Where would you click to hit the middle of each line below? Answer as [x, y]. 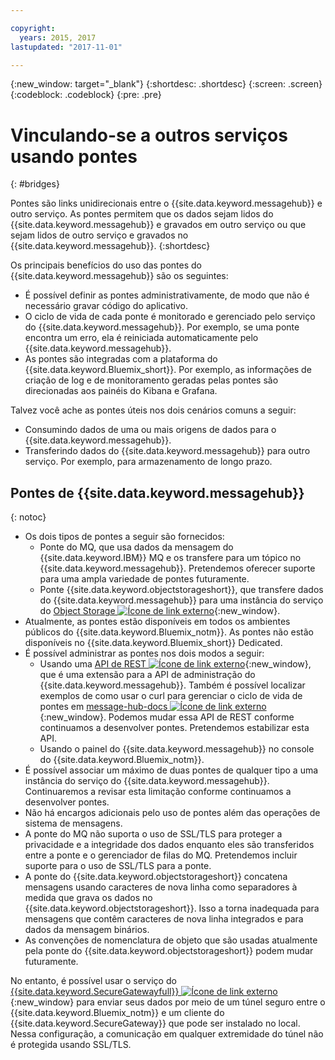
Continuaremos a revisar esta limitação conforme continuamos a [158, 792]
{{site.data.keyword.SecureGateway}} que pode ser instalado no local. [155, 1023]
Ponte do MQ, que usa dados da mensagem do [136, 547]
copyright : [33, 28]
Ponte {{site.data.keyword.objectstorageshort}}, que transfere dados [181, 590]
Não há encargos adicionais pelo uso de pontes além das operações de [172, 813]
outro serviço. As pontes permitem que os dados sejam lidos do [142, 214]
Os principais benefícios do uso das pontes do [106, 265]
